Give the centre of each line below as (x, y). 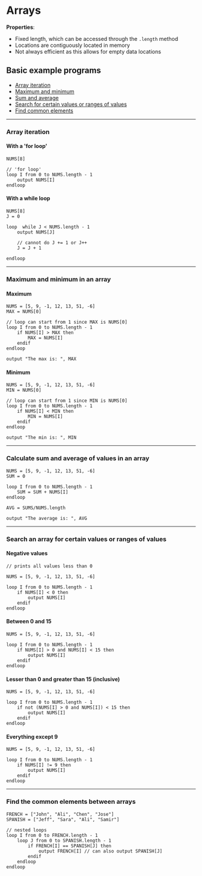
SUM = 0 (16, 476)
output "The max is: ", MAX (41, 359)
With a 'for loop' (27, 146)
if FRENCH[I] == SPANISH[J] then (70, 846)
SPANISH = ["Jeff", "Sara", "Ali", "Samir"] (63, 819)
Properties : (20, 27)
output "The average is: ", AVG (47, 518)
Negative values (27, 554)
